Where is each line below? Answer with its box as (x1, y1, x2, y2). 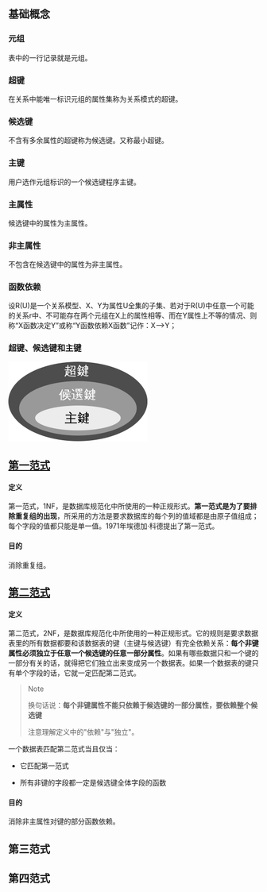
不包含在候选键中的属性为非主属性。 (8, 260, 127, 269)
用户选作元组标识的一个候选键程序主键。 (8, 177, 141, 187)
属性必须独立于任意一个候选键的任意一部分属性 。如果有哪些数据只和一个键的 (8, 648, 259, 658)
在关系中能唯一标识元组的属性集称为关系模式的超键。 (8, 94, 183, 103)
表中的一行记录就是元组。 (8, 52, 92, 62)
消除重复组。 (8, 560, 50, 570)
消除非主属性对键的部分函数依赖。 (8, 817, 120, 826)
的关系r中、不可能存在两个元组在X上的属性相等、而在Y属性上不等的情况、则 (8, 311, 257, 320)
